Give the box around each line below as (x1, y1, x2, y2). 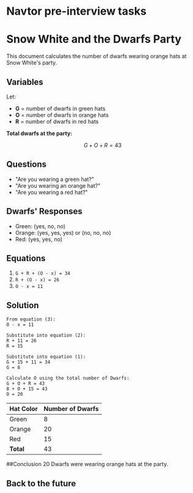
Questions (6, 159, 47, 169)
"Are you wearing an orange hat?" (15, 182, 101, 189)
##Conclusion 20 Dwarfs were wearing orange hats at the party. (6, 461, 169, 468)
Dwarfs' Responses (6, 206, 82, 217)
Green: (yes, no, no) (15, 222, 66, 230)
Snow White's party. (6, 59, 57, 67)
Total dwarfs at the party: (6, 130, 73, 137)
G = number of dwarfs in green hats (15, 105, 106, 112)
